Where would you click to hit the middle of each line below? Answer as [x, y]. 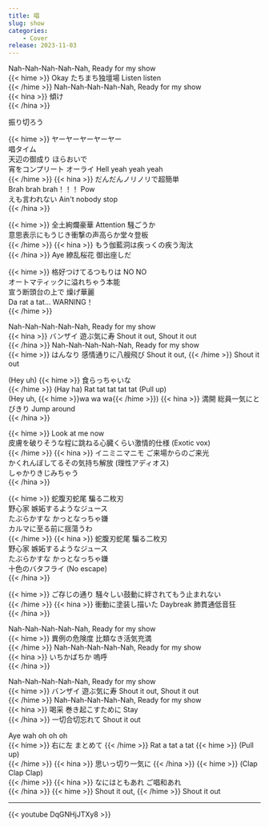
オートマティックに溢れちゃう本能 [64, 282]
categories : [28, 30]
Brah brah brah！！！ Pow [52, 189]
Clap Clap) [26, 773]
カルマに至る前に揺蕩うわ [50, 529]
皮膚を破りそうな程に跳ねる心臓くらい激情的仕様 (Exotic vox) [109, 443]
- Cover [35, 38]
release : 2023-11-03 [43, 46]
